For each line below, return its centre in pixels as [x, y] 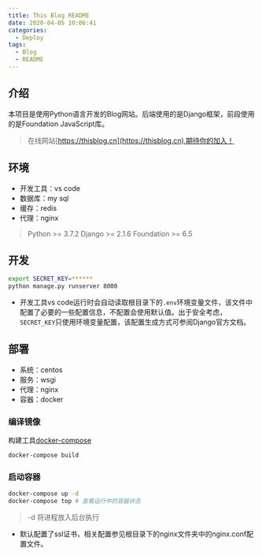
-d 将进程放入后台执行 [63, 517]
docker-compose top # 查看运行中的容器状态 [75, 502]
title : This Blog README [49, 15]
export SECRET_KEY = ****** [50, 279]
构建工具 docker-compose [50, 440]
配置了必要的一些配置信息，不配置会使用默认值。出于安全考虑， [123, 312]
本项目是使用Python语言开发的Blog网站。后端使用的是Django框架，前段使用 [131, 114]
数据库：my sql [44, 198]
